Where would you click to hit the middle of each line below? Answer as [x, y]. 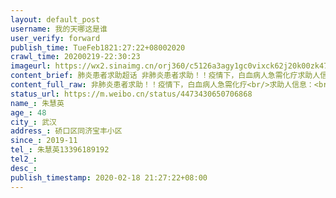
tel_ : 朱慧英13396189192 [60, 150]
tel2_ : [24, 159]
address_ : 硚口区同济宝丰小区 [66, 131]
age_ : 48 [28, 112]
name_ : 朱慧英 [37, 103]
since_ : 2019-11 [44, 141]
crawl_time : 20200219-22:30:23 [75, 57]
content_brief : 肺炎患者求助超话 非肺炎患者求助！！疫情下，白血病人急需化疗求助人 [165, 76]
